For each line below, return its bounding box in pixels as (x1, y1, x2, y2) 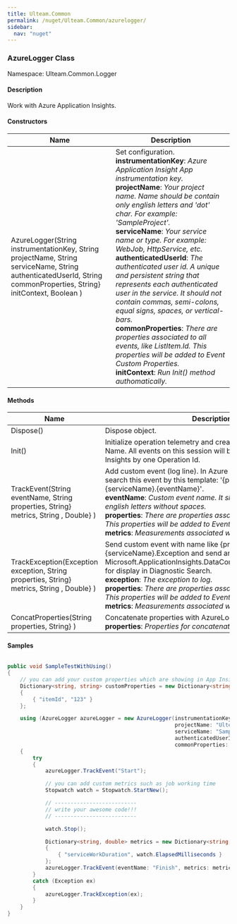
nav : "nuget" (13, 30, 52, 37)
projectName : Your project (115, 182, 205, 192)
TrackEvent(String (11, 484, 71, 494)
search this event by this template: (104, 475, 219, 485)
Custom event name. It (147, 493, 224, 503)
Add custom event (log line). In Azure (104, 466, 229, 476)
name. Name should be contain (115, 191, 220, 201)
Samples (7, 641, 34, 650)
